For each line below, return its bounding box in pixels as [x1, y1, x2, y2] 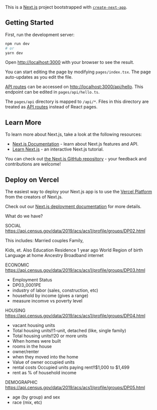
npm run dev [5, 41, 30, 46]
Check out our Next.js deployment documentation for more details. [5, 204, 142, 209]
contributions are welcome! [5, 161, 61, 167]
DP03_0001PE [12, 282, 41, 288]
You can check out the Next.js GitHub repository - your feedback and [5, 156, 147, 162]
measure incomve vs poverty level [12, 298, 83, 304]
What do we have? [5, 213, 43, 219]
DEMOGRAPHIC [5, 379, 38, 385]
